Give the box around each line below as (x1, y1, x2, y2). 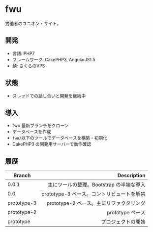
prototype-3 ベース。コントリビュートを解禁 (41, 190, 146, 197)
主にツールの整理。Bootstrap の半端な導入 (47, 182, 146, 188)
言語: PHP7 (12, 50, 35, 56)
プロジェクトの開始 (100, 219, 146, 226)
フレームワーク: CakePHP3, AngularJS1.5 (12, 56, 95, 62)
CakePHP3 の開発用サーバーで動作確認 (12, 141, 92, 147)
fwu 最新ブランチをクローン (12, 123, 69, 129)
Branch (13, 172, 31, 179)
